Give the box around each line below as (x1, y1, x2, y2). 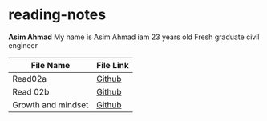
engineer (8, 40, 38, 50)
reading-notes (8, 6, 107, 24)
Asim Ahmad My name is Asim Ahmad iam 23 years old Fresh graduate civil (8, 32, 260, 42)
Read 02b (12, 86, 50, 97)
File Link (95, 59, 130, 71)
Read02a (12, 73, 47, 84)
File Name (30, 59, 71, 71)
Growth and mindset (12, 99, 89, 110)
